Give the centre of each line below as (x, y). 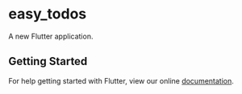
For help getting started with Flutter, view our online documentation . (121, 80)
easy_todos (48, 14)
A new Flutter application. (51, 36)
